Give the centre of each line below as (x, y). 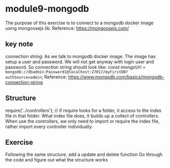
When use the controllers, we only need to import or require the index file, (82, 121)
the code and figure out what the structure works (57, 160)
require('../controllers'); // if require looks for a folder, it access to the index (83, 110)
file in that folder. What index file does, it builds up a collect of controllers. (82, 116)
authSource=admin (24, 77)
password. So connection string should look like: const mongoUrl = (76, 67)
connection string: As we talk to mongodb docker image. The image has (80, 56)
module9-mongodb (47, 9)
